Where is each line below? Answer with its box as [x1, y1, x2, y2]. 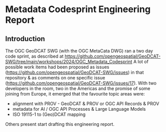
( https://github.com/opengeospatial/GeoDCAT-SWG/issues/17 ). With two [5, 80, 157, 86]
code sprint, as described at [5, 53, 64, 59]
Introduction [5, 34, 45, 43]
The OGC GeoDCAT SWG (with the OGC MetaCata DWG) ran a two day [5, 48, 153, 54]
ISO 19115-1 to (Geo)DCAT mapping [12, 111, 86, 117]
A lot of [133, 59, 149, 64]
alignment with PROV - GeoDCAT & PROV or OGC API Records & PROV [12, 101, 159, 107]
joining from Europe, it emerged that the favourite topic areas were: [5, 91, 145, 97]
